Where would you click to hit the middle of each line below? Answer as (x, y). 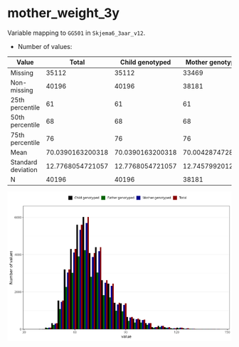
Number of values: (45, 46)
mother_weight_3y (63, 13)
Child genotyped (145, 63)
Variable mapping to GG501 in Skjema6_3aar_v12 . (76, 33)
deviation (24, 170)
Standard (24, 162)
